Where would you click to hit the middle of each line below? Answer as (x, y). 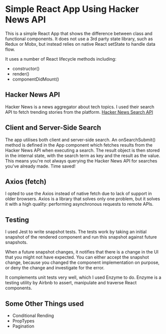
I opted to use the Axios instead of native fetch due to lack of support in (79, 194)
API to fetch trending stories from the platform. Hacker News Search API (79, 112)
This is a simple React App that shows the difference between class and (79, 33)
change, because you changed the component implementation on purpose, (83, 262)
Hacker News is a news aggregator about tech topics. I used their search (80, 107)
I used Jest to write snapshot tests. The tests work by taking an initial (76, 232)
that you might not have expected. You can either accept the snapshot (77, 257)
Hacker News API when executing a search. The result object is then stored (83, 150)
